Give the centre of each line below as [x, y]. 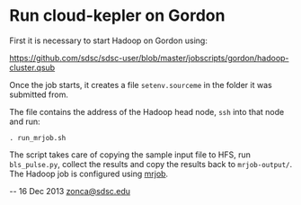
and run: [25, 121]
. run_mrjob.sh [38, 138]
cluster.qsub [32, 67]
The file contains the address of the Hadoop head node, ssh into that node [147, 111]
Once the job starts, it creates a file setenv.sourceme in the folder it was [141, 85]
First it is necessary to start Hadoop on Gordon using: [109, 40]
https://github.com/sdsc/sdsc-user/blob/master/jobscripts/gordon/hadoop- [149, 58]
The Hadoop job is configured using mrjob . [89, 174]
